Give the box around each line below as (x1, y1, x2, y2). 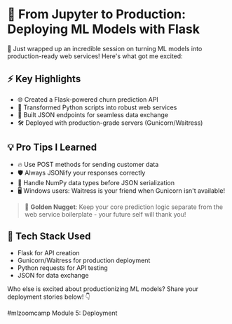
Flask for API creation (17, 249, 80, 257)
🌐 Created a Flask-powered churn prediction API (17, 95, 159, 104)
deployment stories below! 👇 (7, 292, 91, 301)
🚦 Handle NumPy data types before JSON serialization (17, 178, 175, 187)
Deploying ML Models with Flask (7, 21, 200, 37)
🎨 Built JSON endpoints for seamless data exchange (17, 110, 169, 119)
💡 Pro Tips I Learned (7, 142, 97, 154)
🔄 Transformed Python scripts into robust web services (17, 103, 177, 112)
